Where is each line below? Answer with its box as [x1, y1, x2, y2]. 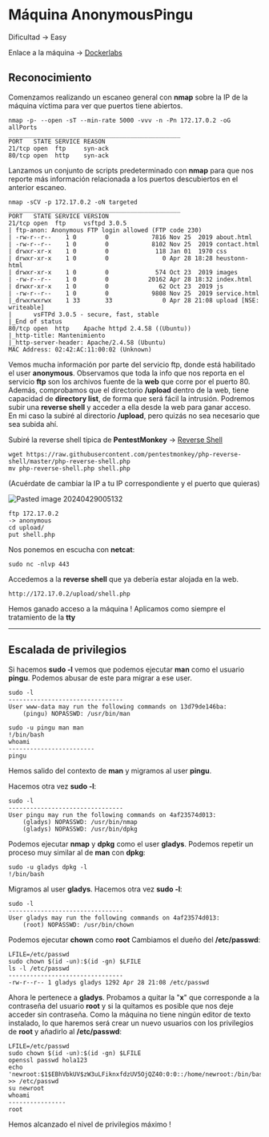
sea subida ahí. [8, 419, 58, 428]
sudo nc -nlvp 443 [8, 560, 70, 568]
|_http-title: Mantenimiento [8, 331, 106, 339]
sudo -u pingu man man [8, 724, 84, 732]
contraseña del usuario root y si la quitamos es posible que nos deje [8, 1001, 234, 1010]
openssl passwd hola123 [8, 1056, 88, 1064]
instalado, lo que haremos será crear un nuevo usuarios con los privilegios [8, 1017, 254, 1028]
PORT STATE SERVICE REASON [8, 137, 106, 145]
